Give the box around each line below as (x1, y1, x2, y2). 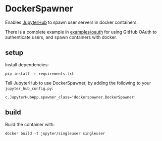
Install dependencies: (5, 61, 49, 67)
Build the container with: (5, 121, 55, 127)
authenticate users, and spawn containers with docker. (5, 34, 117, 40)
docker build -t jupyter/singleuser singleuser (5, 131, 106, 136)
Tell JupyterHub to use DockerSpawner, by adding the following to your (5, 80, 151, 86)
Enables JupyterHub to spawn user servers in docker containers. (5, 19, 138, 25)
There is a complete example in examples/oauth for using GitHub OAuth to (5, 29, 157, 35)
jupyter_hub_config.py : (5, 85, 54, 91)
